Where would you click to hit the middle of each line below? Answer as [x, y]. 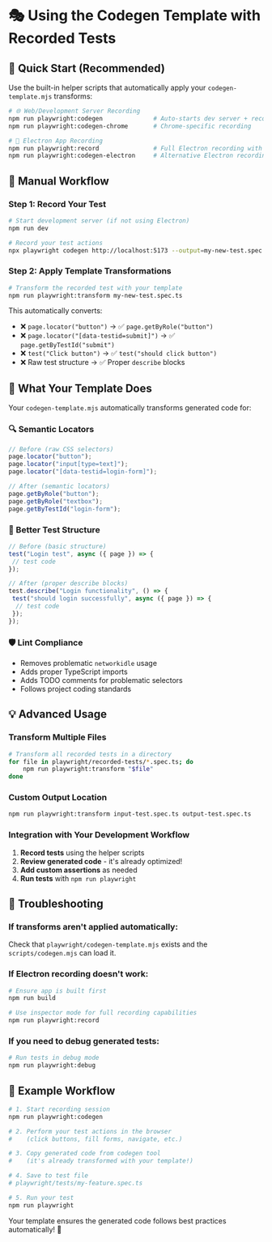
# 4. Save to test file [49, 1176]
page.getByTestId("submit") [67, 345]
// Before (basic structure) [57, 546]
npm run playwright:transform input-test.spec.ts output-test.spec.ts [130, 814]
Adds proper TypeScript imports [74, 672]
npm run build [32, 998]
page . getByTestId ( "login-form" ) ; [65, 509]
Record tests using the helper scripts [82, 852]
